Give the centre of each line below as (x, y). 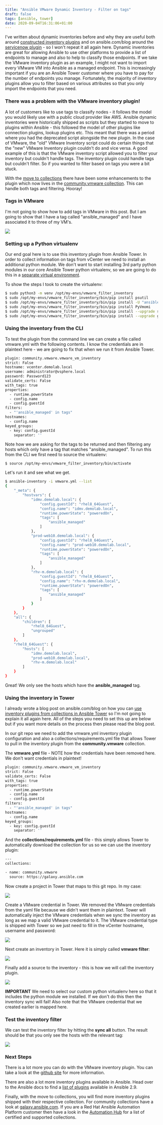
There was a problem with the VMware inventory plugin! (73, 101)
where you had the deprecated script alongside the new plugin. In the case (80, 138)
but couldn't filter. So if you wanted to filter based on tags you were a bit (77, 163)
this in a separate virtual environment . (43, 275)
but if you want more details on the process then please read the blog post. (80, 724)
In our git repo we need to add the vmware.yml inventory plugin (68, 733)
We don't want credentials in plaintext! (43, 758)
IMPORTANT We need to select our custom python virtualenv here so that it (81, 991)
